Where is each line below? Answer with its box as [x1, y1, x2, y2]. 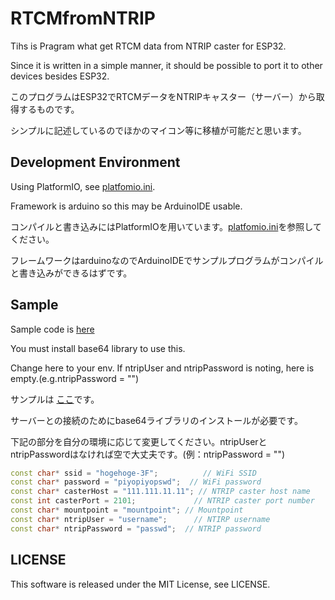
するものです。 [18, 103, 80, 115]
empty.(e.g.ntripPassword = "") [10, 372, 140, 384]
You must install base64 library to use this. [10, 342, 186, 354]
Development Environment [10, 154, 181, 171]
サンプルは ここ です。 [10, 393, 100, 405]
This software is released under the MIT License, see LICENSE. [10, 578, 271, 590]
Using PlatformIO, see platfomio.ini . [10, 180, 156, 192]
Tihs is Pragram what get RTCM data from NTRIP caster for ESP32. [10, 40, 287, 52]
